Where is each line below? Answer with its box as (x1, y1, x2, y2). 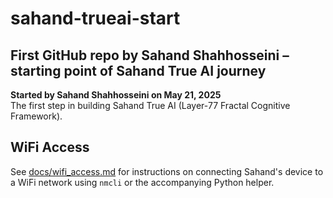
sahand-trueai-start (10, 7, 181, 30)
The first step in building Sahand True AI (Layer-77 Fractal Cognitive (10, 100, 291, 111)
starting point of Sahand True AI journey (10, 62, 267, 79)
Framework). (10, 110, 63, 122)
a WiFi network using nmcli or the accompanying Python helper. (10, 176, 275, 188)
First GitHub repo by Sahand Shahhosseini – (10, 47, 290, 64)
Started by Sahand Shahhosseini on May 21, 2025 (10, 89, 222, 101)
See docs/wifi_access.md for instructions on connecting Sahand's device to (10, 165, 324, 177)
